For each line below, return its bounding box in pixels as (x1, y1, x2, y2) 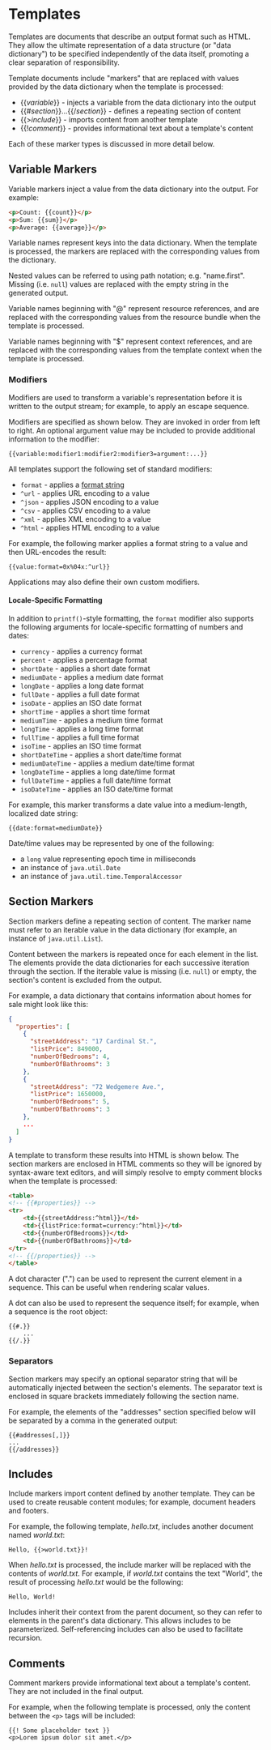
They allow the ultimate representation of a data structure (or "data (8, 40, 232, 49)
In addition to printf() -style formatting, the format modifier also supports (8, 613, 255, 623)
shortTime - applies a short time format (19, 706, 150, 716)
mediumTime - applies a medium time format (19, 715, 163, 725)
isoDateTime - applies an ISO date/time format (19, 783, 174, 794)
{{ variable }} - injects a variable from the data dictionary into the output (19, 97, 256, 107)
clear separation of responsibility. (8, 58, 120, 67)
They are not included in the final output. (8, 1687, 144, 1697)
